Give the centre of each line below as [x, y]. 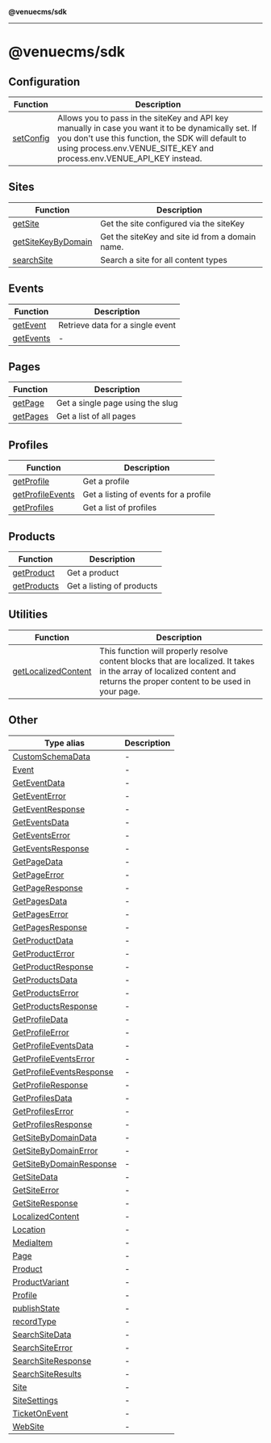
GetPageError [38, 875]
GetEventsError [42, 835]
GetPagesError [40, 914]
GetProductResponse [53, 967]
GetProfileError [41, 1032]
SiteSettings [35, 1400]
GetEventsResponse [51, 848]
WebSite [28, 1426]
